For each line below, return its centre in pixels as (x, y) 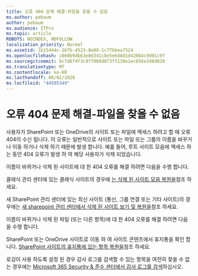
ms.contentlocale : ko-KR (37, 72)
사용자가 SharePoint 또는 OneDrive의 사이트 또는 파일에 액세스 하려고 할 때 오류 (98, 131)
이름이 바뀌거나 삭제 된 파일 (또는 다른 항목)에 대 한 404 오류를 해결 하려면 (92, 219)
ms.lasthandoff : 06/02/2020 (41, 78)
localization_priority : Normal (45, 45)
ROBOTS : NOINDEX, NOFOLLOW (39, 39)
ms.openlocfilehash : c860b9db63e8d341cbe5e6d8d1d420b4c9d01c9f (86, 56)
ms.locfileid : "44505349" (38, 84)
